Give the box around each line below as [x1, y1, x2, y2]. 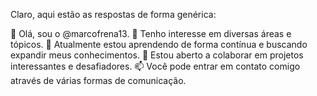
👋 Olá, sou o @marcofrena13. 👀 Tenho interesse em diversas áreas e [10, 28, 292, 39]
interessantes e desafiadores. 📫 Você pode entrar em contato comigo [10, 60, 301, 72]
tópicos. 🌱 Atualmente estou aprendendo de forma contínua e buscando [10, 39, 308, 50]
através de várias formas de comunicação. [10, 75, 187, 86]
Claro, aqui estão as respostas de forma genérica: [10, 9, 217, 20]
